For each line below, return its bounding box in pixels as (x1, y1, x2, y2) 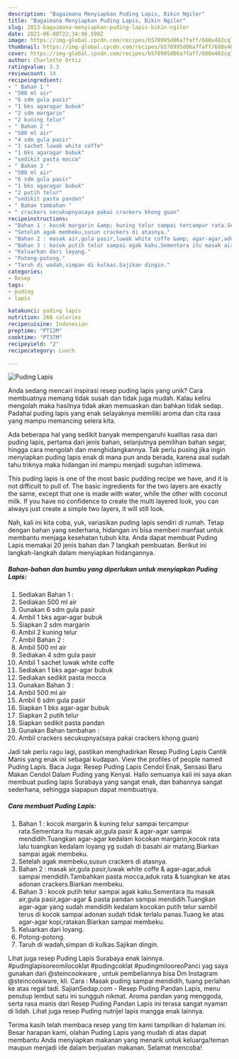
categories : (8, 268, 43, 275)
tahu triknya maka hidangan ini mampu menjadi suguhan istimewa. (8, 461, 203, 469)
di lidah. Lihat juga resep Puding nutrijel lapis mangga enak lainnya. (8, 1007, 204, 1016)
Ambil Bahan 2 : (18, 635, 65, 644)
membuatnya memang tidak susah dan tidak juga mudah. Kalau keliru (8, 394, 211, 402)
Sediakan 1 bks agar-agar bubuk (18, 666, 113, 674)
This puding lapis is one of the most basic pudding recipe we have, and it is (8, 474, 228, 483)
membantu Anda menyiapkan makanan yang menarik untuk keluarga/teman (8, 1036, 229, 1045)
